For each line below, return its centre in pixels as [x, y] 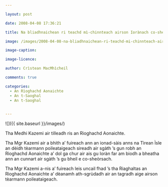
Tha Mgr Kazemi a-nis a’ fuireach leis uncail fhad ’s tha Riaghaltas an [76, 168]
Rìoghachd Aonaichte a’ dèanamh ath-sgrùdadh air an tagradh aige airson [81, 174]
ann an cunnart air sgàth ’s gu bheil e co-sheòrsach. [59, 159]
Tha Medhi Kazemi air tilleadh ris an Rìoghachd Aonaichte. [65, 133]
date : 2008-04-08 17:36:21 [33, 23]
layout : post [19, 14]
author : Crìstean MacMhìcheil [37, 68]
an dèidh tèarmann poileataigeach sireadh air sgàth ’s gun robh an [73, 148]
